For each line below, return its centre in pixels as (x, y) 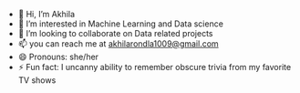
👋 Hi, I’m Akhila (47, 14)
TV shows (37, 80)
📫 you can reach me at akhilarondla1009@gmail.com (118, 44)
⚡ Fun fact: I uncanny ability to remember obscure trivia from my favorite (155, 67)
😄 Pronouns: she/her (58, 57)
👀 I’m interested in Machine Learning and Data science (120, 24)
